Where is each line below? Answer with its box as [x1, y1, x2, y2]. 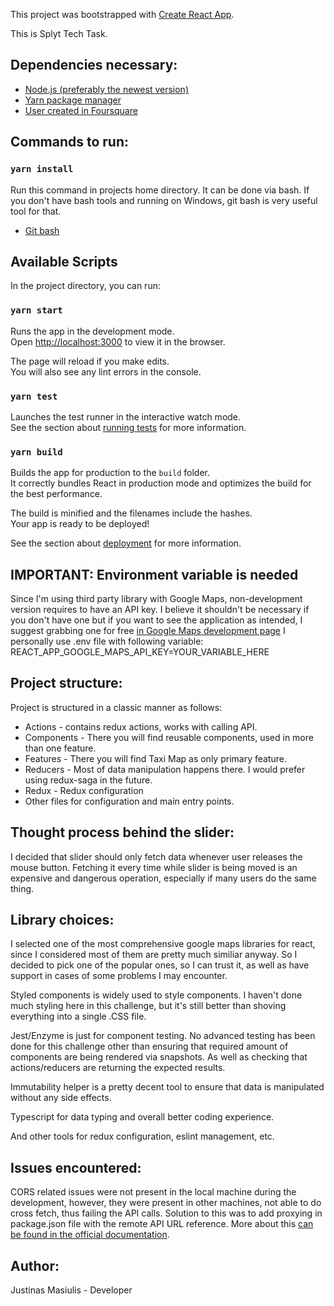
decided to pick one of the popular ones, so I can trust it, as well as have [10, 959, 310, 971]
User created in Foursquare [24, 104, 138, 116]
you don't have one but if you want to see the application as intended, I [10, 614, 303, 626]
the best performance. [10, 488, 103, 500]
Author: [10, 1257, 60, 1274]
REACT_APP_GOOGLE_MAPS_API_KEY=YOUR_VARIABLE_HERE [10, 646, 270, 658]
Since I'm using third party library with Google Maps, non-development [10, 593, 303, 605]
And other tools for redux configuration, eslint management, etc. [10, 1130, 275, 1143]
